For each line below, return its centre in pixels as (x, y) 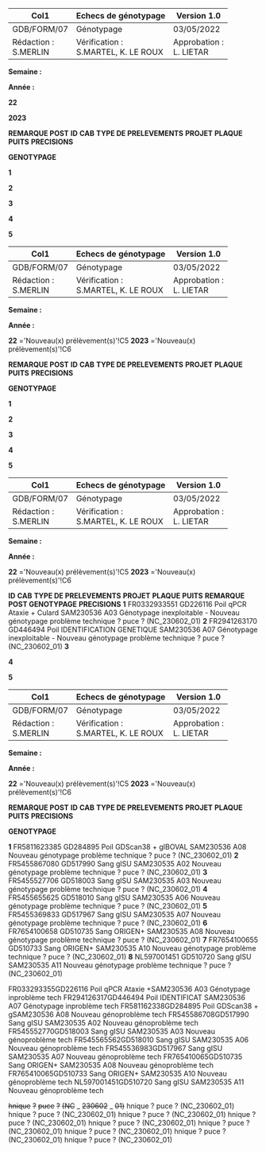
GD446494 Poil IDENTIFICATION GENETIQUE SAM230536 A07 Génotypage (133, 629)
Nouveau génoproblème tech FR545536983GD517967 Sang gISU (116, 1048)
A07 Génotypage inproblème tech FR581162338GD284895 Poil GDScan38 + (133, 1006)
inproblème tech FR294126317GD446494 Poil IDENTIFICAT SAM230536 (127, 997)
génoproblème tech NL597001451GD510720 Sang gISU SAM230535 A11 (126, 1082)
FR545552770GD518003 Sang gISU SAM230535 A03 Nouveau (112, 1031)
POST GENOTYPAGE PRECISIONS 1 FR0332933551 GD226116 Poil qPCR (127, 604)
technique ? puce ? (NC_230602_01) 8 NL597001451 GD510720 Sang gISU (130, 957)
